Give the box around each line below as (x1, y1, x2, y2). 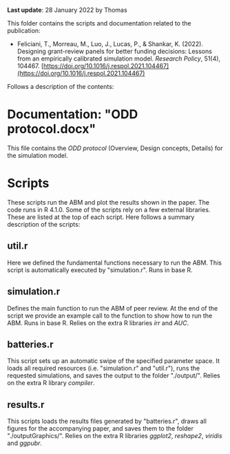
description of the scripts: (7, 220, 81, 228)
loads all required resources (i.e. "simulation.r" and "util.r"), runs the (7, 364, 200, 373)
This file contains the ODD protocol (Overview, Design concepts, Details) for (7, 144, 223, 152)
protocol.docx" (7, 121, 96, 137)
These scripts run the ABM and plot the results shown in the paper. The (7, 198, 210, 206)
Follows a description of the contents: (7, 83, 114, 90)
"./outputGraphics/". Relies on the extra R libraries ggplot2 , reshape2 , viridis (7, 432, 222, 440)
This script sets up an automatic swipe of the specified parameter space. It (7, 357, 220, 365)
